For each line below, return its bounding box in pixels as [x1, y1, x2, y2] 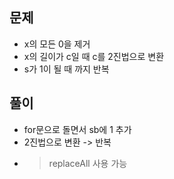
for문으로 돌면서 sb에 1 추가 [23, 123, 132, 135]
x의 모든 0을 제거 [23, 38, 91, 50]
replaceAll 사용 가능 [48, 157, 128, 169]
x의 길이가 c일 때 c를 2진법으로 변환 [23, 50, 165, 62]
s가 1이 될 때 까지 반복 [23, 63, 110, 75]
